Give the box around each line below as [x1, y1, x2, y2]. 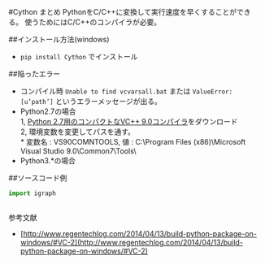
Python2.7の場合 [20, 106, 76, 116]
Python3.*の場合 [20, 156, 76, 165]
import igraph [8, 189, 57, 197]
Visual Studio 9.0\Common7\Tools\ [20, 146, 137, 156]
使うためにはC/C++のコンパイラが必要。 [24, 17, 161, 27]
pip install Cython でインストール [20, 52, 138, 61]
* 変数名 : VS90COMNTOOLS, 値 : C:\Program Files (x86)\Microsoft [20, 137, 246, 146]
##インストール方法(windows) [8, 35, 110, 44]
